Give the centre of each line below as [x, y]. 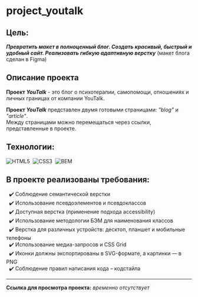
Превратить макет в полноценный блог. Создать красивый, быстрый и [99, 47]
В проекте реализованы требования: [78, 180]
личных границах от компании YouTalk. [55, 98]
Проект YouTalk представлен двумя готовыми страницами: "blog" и [92, 110]
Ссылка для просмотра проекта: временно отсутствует [78, 288]
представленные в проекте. [41, 128]
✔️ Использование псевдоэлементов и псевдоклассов [77, 203]
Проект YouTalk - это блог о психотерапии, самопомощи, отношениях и [98, 92]
